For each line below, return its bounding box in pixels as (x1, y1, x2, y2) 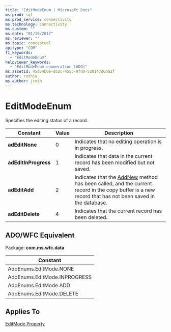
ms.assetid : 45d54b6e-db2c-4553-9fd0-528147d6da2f (5, 69, 115, 74)
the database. (74, 199, 108, 206)
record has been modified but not (74, 159, 155, 166)
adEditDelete (8, 210, 40, 217)
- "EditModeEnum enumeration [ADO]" (10, 64, 88, 69)
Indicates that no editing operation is (74, 138, 162, 145)
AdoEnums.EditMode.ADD (8, 282, 70, 289)
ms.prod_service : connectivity (5, 17, 72, 22)
